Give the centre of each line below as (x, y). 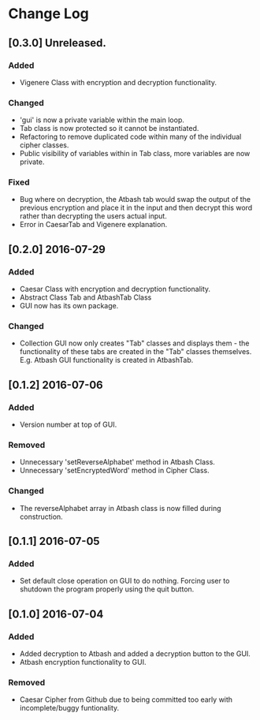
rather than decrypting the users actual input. (93, 216)
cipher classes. (44, 145)
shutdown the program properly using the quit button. (107, 589)
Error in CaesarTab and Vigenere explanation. (93, 225)
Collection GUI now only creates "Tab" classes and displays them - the (134, 343)
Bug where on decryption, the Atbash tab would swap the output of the (135, 200)
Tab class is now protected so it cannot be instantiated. (109, 129)
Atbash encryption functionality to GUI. (83, 662)
